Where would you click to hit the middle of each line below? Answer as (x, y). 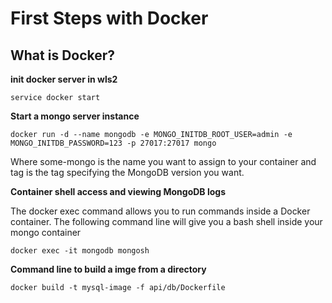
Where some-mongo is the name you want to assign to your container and (163, 161)
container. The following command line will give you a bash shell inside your (166, 221)
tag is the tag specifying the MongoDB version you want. (127, 172)
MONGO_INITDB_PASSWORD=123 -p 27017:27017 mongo (113, 143)
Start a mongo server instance (75, 116)
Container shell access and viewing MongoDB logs (118, 191)
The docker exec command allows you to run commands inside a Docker (160, 211)
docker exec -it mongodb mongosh (80, 251)
